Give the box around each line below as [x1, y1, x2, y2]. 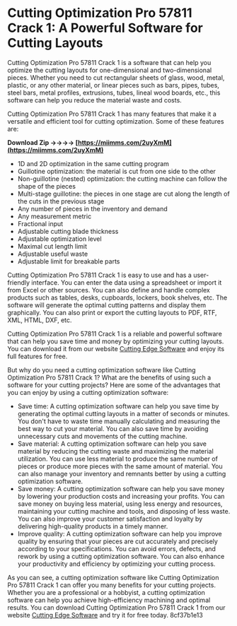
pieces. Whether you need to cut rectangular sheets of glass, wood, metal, [7, 73, 225, 82]
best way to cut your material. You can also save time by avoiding [17, 424, 209, 432]
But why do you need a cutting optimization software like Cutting [7, 365, 196, 374]
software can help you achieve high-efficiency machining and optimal [7, 596, 211, 604]
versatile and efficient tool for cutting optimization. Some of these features [7, 117, 224, 125]
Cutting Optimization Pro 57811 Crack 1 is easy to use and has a [7, 271, 192, 279]
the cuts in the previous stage [17, 196, 105, 206]
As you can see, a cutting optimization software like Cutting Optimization [7, 573, 219, 581]
